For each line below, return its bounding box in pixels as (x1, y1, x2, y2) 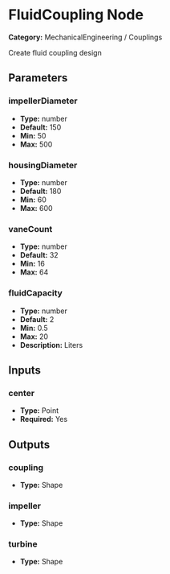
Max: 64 (19, 267, 49, 277)
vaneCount (8, 223, 53, 234)
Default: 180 (19, 186, 62, 196)
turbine (8, 539, 38, 550)
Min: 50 (19, 130, 47, 140)
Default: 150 (19, 122, 62, 132)
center (8, 387, 34, 398)
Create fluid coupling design (8, 47, 102, 57)
